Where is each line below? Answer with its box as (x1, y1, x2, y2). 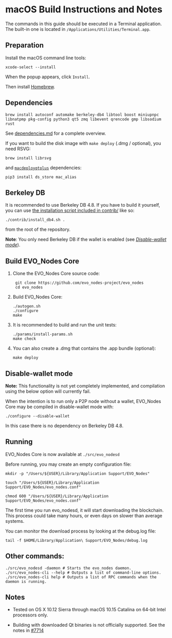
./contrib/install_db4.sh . (5, 217, 66, 223)
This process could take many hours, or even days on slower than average (5, 513, 163, 519)
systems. (5, 518, 25, 524)
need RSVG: (5, 145, 31, 152)
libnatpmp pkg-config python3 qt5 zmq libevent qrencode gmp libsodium (5, 117, 161, 122)
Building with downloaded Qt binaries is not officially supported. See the (12, 622, 165, 628)
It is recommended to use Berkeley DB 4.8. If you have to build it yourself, (5, 202, 160, 208)
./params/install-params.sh (12, 332, 73, 337)
